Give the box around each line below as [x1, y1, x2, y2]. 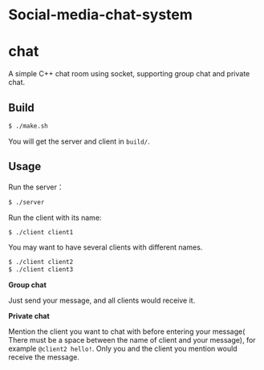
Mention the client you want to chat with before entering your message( [8, 327, 246, 336]
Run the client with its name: [8, 213, 102, 222]
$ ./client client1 [8, 228, 74, 236]
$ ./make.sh [8, 122, 48, 130]
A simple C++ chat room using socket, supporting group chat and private [8, 69, 250, 79]
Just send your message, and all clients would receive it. [8, 295, 196, 306]
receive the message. [8, 352, 80, 362]
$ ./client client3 [8, 266, 74, 274]
